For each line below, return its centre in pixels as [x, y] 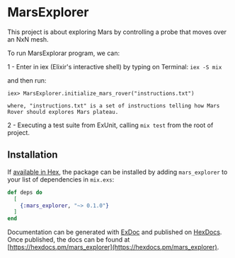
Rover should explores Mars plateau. [63, 112]
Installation [33, 155]
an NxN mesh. [28, 39]
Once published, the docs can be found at [69, 240]
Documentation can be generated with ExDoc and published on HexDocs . [115, 232]
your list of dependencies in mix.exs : [61, 179]
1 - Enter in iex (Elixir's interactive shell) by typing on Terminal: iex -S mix [115, 66]
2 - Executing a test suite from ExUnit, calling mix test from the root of [110, 125]
